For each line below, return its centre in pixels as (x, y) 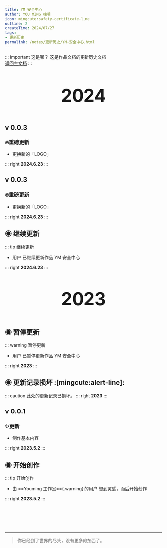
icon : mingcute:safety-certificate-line (48, 19)
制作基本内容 (25, 438)
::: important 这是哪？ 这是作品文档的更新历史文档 (56, 57)
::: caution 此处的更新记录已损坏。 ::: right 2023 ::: (56, 395)
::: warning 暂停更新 (25, 345)
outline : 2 (16, 24)
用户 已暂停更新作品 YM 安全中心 (46, 355)
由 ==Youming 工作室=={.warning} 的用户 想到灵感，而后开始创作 (80, 489)
